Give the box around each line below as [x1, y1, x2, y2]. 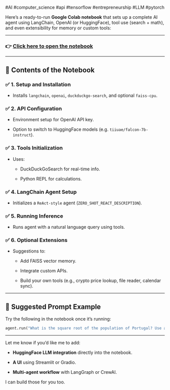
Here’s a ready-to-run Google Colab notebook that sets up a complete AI [5, 14, 158, 20]
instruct [12, 133, 31, 138]
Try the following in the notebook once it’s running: [5, 316, 111, 322]
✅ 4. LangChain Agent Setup [5, 188, 77, 195]
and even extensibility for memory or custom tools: [5, 25, 111, 31]
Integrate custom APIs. [20, 268, 68, 274]
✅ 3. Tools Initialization [5, 145, 63, 152]
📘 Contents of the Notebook [5, 65, 95, 74]
